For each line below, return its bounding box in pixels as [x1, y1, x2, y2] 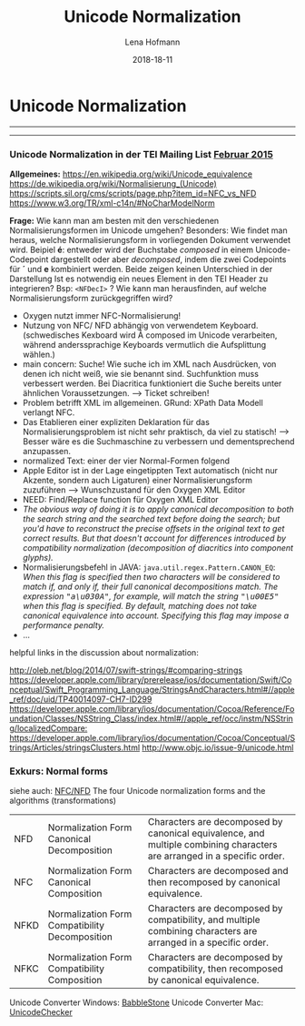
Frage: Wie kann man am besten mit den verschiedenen [9, 215, 220, 226]
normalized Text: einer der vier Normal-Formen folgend [22, 455, 230, 466]
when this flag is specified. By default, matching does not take [22, 600, 257, 611]
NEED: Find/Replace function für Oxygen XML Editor [22, 493, 220, 504]
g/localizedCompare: [9, 722, 88, 734]
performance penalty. [22, 619, 105, 630]
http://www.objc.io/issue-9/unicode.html [142, 742, 294, 753]
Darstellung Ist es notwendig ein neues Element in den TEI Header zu [9, 273, 269, 284]
